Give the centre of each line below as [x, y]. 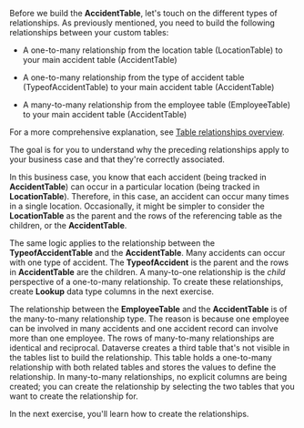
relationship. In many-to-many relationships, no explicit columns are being [148, 377]
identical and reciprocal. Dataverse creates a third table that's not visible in [150, 348]
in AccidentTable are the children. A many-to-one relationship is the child [147, 272]
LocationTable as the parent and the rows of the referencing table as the [146, 216]
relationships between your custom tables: [89, 32]
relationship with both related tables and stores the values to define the [143, 367]
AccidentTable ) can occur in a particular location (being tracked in [135, 187]
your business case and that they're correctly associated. [117, 159]
